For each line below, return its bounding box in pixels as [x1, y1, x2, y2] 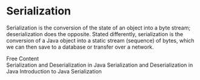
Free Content [6, 55, 39, 62]
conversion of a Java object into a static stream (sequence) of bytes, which [6, 37, 195, 44]
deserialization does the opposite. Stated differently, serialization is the [6, 30, 184, 37]
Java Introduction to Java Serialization [6, 67, 102, 75]
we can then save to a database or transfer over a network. [6, 43, 155, 51]
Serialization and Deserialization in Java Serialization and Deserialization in [6, 61, 193, 69]
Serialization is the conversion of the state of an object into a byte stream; [6, 24, 191, 31]
